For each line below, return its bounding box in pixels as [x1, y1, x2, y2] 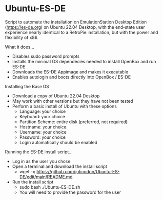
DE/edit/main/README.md [19, 174, 73, 180]
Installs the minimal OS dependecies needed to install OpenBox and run [12, 58, 156, 64]
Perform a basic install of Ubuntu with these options [12, 103, 117, 109]
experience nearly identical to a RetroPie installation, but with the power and [5, 29, 159, 35]
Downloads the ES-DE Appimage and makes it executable [12, 69, 128, 74]
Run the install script [12, 179, 54, 185]
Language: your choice [19, 108, 66, 114]
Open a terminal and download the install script [12, 164, 107, 169]
